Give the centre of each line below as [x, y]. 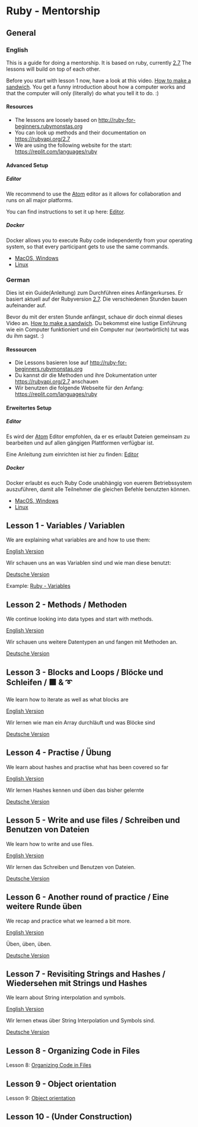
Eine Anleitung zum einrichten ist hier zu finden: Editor [73, 454]
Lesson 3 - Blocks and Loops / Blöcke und [85, 672]
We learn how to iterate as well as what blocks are [67, 700]
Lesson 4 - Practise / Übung [59, 753]
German [18, 279]
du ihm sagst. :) [25, 336]
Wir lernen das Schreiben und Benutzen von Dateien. [71, 867]
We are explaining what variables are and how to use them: [78, 540]
